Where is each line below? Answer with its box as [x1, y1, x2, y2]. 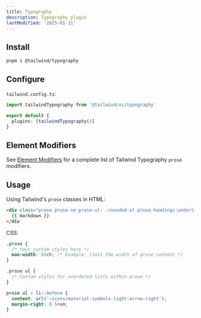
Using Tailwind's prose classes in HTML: [6, 195, 106, 203]
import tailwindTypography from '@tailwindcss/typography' [6, 102, 157, 108]
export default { [6, 112, 50, 118]
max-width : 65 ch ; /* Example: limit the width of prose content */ [11, 252, 184, 258]
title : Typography [6, 8, 52, 15]
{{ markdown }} [11, 213, 50, 219]
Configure [6, 74, 45, 84]
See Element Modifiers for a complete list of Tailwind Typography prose [6, 156, 182, 163]
